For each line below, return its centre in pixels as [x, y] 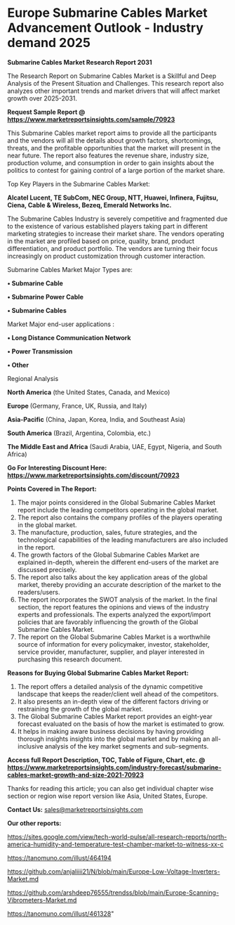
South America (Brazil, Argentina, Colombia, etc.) [79, 433]
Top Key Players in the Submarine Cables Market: [79, 183]
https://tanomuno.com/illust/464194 [60, 858]
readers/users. [39, 592]
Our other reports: [34, 823]
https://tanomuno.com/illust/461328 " [61, 913]
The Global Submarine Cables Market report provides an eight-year [115, 716]
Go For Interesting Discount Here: [57, 467]
